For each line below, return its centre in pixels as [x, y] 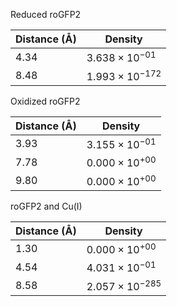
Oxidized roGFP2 [45, 101]
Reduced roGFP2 [46, 14]
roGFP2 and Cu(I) [46, 206]
